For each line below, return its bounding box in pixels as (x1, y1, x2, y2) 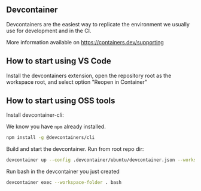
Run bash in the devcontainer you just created (6, 168, 120, 175)
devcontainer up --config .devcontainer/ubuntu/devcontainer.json (6, 157, 175, 163)
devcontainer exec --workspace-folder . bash (6, 180, 121, 186)
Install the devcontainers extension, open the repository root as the (6, 72, 172, 79)
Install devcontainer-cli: (6, 111, 64, 119)
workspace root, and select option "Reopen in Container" (6, 78, 148, 86)
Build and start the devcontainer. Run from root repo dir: (6, 145, 144, 153)
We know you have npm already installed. (6, 123, 106, 131)
